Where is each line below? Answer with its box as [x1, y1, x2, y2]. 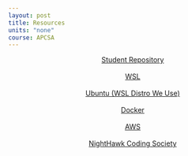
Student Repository [101, 55, 164, 65]
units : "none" [8, 26, 55, 34]
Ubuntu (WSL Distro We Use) [85, 88, 180, 98]
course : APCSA [8, 33, 55, 42]
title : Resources [8, 19, 66, 27]
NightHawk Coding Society [88, 139, 177, 148]
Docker [121, 106, 145, 115]
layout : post [8, 11, 51, 20]
